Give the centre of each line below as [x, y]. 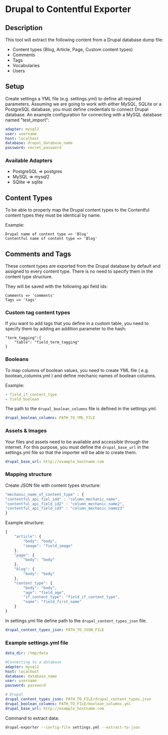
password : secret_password [33, 148]
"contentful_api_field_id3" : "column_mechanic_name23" [65, 508]
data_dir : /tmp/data [27, 653]
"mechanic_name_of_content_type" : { [45, 494]
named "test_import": [27, 120]
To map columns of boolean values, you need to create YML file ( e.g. [77, 370]
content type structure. [29, 277]
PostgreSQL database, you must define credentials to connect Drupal [77, 109]
